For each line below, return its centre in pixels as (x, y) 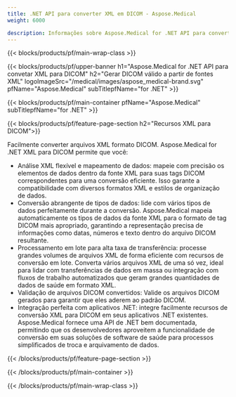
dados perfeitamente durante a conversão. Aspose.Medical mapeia (115, 211)
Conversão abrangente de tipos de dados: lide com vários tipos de (114, 203)
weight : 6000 (26, 20)
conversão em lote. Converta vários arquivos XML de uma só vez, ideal (120, 263)
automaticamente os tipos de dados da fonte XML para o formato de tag (122, 218)
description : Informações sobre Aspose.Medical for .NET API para (106, 33)
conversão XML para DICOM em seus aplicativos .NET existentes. (113, 315)
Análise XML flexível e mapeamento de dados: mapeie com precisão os (121, 166)
